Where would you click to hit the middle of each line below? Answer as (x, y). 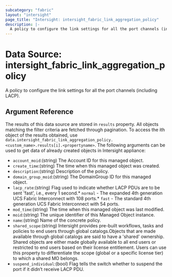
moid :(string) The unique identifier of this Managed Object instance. (84, 215)
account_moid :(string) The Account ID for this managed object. (78, 160)
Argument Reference (39, 112)
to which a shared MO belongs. (46, 258)
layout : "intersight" (28, 15)
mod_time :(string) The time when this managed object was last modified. (89, 209)
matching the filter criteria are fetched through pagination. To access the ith (85, 130)
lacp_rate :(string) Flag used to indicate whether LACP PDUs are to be (86, 187)
